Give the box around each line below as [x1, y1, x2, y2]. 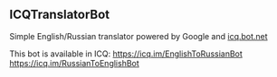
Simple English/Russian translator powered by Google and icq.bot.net [9, 30, 269, 41]
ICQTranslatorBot [9, 7, 110, 22]
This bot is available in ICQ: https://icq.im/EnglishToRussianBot [9, 48, 243, 59]
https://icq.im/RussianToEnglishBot [9, 57, 140, 68]
